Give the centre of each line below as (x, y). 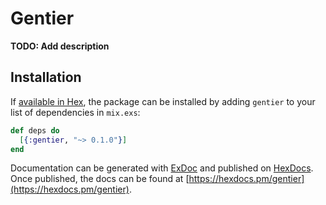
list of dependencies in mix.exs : (75, 112)
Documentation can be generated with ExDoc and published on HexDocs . (162, 168)
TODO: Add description (60, 46)
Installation (46, 77)
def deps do (35, 130)
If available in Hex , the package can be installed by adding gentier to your (163, 101)
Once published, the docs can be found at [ (100, 179)
